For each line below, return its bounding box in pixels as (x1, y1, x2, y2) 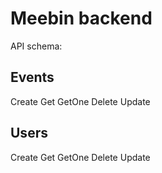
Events (10, 69, 55, 86)
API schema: (10, 40, 63, 52)
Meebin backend (10, 7, 153, 30)
